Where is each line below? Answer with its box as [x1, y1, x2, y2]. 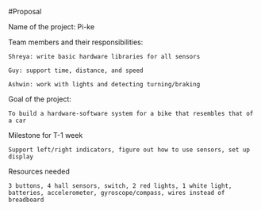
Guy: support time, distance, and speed [8, 67, 144, 74]
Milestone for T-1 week [8, 131, 83, 139]
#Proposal [8, 7, 42, 16]
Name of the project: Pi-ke [8, 22, 95, 31]
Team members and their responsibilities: [8, 37, 144, 47]
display [8, 153, 34, 161]
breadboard [8, 196, 44, 204]
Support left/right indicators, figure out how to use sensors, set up [8, 146, 250, 154]
